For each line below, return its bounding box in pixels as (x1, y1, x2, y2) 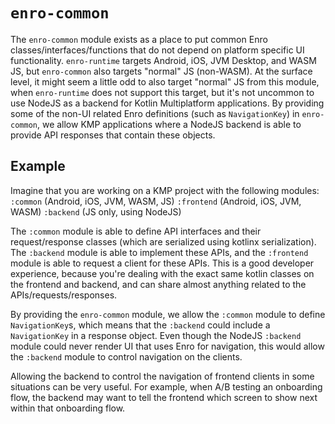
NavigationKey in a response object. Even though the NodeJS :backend (10, 329, 302, 341)
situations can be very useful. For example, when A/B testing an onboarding (10, 380, 323, 393)
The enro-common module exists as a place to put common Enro (10, 33, 268, 45)
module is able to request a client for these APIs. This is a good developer (10, 257, 315, 269)
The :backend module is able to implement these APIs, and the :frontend (10, 246, 309, 258)
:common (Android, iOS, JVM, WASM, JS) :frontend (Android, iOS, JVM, (10, 195, 302, 207)
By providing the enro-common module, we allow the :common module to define (10, 308, 326, 320)
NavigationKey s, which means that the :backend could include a (10, 319, 271, 331)
